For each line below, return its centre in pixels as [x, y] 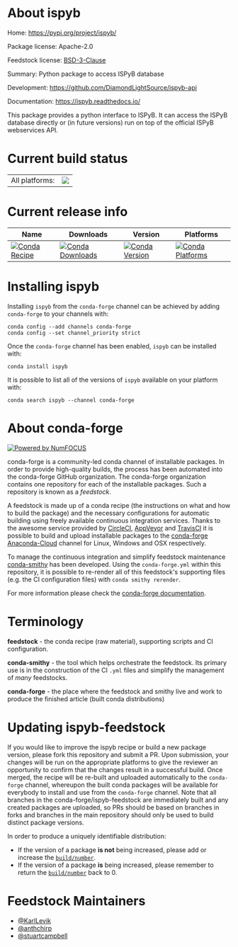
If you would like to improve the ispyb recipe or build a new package [107, 747]
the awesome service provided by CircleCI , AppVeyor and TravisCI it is [110, 528]
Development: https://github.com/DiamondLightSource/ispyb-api [102, 87]
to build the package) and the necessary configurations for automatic [109, 513]
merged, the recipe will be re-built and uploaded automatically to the [107, 777]
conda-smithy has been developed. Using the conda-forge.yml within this [114, 564]
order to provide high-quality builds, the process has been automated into [115, 469]
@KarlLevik [34, 920]
